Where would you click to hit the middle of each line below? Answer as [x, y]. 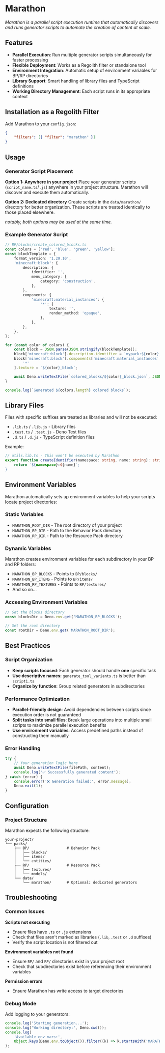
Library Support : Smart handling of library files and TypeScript [76, 81]
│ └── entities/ [33, 861]
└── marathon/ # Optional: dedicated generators [80, 882]
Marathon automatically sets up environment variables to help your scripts [80, 496]
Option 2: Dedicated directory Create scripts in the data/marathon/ [73, 201]
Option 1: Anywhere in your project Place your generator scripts [70, 182]
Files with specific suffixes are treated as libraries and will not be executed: [81, 417]
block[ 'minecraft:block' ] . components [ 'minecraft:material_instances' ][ [89, 359]
